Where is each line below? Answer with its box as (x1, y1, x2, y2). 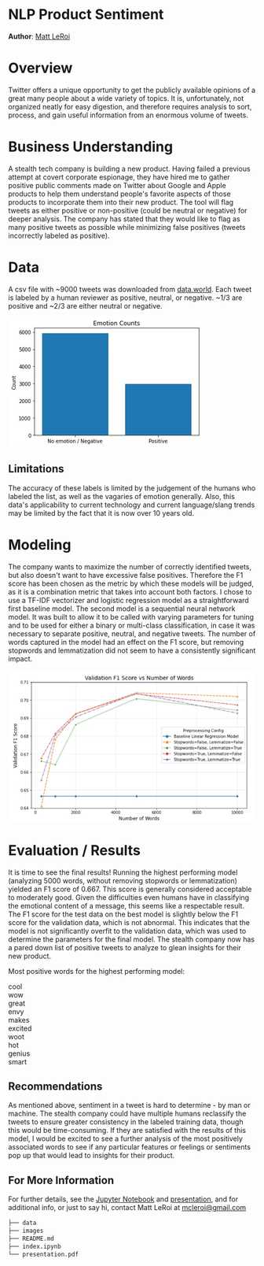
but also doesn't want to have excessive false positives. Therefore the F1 (8, 570, 244, 579)
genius (8, 1049, 31, 1058)
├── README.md (8, 1235, 55, 1243)
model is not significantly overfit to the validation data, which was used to (8, 926, 247, 935)
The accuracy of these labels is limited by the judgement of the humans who (8, 483, 256, 493)
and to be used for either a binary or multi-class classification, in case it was (8, 620, 255, 630)
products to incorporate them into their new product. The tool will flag (8, 197, 234, 206)
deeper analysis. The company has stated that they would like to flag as (8, 214, 241, 224)
